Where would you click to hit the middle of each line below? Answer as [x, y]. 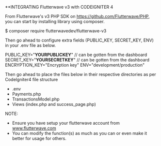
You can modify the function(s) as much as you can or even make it [80, 133]
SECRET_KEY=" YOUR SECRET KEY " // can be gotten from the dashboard [77, 60]
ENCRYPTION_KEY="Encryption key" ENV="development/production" [75, 65]
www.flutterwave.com [34, 128]
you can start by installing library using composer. [55, 22]
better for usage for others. [39, 138]
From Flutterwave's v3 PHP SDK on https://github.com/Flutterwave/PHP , [78, 16]
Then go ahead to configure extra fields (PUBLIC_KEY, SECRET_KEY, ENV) [80, 40]
